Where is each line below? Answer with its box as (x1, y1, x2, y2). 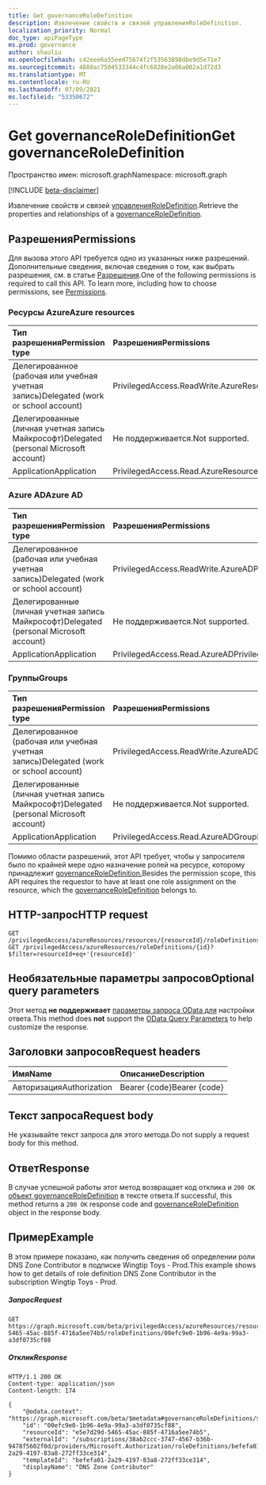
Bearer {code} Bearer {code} (120, 1082, 224, 1093)
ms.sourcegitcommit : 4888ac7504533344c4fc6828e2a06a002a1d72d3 (8, 63, 222, 71)
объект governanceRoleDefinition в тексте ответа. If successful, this (8, 1191, 232, 1200)
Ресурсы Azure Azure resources (8, 306, 135, 317)
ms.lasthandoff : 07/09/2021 (8, 85, 101, 94)
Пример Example (8, 1231, 94, 1245)
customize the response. (8, 1021, 89, 1032)
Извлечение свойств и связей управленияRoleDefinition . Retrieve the (8, 201, 239, 210)
